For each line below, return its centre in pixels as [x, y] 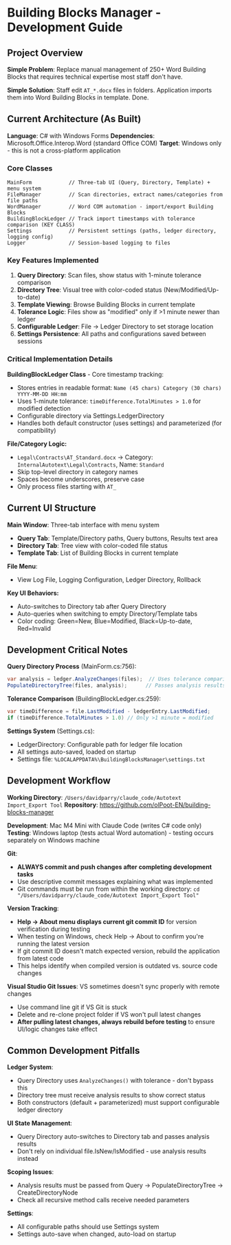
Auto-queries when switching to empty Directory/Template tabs [107, 614]
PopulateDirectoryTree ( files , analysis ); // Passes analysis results [117, 686]
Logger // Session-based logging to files [89, 243]
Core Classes [30, 168]
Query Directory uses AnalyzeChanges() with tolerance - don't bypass [115, 1081]
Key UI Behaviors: [33, 593]
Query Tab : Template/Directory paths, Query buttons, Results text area [118, 538]
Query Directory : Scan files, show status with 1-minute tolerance [109, 275]
